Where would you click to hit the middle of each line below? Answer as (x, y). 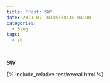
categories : (21, 23)
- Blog (20, 29)
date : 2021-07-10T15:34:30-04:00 (49, 18)
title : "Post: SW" (29, 12)
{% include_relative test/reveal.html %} (55, 74)
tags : (13, 35)
